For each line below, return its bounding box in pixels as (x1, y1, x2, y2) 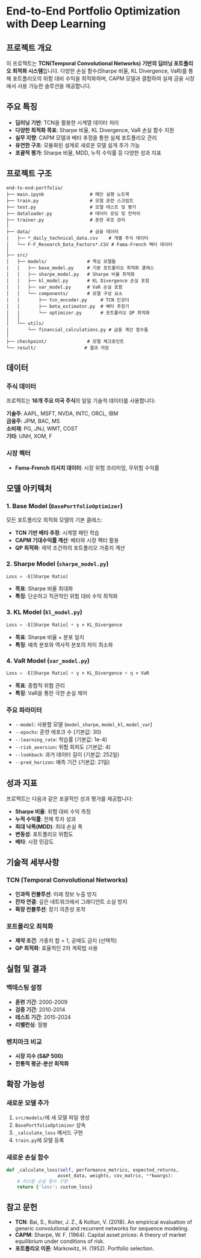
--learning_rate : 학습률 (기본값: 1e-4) (14, 736, 107, 743)
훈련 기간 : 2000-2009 (14, 998, 68, 1006)
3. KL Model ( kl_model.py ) (6, 608, 83, 616)
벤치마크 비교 (6, 1037, 42, 1046)
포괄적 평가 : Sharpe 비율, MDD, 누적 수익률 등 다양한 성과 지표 (14, 149, 161, 156)
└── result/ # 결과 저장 (6, 345, 110, 351)
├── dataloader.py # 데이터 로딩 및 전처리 (6, 210, 141, 217)
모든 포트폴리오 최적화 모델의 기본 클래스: (6, 516, 103, 523)
